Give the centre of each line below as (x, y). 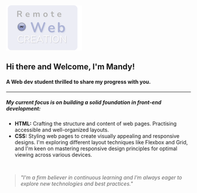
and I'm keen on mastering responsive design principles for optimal (96, 148)
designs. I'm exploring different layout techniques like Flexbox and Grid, (101, 142)
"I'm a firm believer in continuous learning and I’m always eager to (101, 177)
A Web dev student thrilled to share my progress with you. (79, 82)
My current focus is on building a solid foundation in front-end (84, 103)
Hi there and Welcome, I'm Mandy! (71, 67)
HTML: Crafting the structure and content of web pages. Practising (96, 123)
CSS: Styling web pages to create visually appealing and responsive (97, 136)
